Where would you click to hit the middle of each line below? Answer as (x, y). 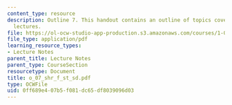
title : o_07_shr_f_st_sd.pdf (49, 78)
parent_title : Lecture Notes (49, 59)
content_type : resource (41, 13)
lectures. (27, 26)
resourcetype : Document (41, 71)
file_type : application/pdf (48, 39)
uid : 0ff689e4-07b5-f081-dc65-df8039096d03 (71, 90)
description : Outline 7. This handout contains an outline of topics (109, 20)
